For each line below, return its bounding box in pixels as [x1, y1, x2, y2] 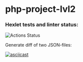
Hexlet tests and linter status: [5, 21, 78, 28]
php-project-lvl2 [5, 3, 76, 15]
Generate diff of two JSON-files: [5, 42, 72, 48]
